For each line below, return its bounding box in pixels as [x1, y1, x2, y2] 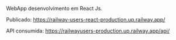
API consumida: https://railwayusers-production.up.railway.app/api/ [6, 27, 170, 34]
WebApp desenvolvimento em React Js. [6, 5, 103, 12]
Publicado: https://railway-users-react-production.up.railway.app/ [6, 16, 165, 23]
